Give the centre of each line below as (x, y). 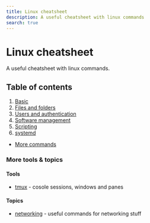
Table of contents (39, 87)
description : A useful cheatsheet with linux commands (75, 17)
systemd (25, 133)
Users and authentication (46, 114)
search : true (22, 23)
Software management (43, 120)
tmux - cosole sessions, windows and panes (69, 187)
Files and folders (35, 108)
